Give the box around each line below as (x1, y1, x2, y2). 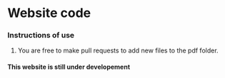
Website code (7, 5, 91, 21)
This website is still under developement (7, 62, 131, 72)
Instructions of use (7, 30, 75, 40)
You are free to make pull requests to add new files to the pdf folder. (17, 46, 219, 55)
